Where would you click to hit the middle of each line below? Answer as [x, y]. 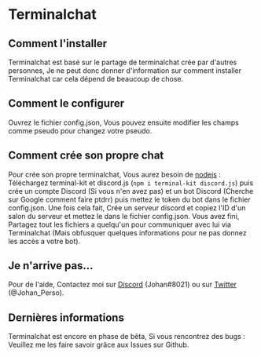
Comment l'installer [58, 44]
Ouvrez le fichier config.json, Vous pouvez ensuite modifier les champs [124, 122]
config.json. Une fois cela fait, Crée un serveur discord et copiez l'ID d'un [127, 208]
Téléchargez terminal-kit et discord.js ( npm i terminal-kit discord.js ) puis [131, 183]
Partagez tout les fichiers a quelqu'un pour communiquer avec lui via [120, 224]
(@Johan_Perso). [36, 293]
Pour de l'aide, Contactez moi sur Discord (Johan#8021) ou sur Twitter [123, 285]
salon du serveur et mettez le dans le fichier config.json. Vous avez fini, [124, 216]
